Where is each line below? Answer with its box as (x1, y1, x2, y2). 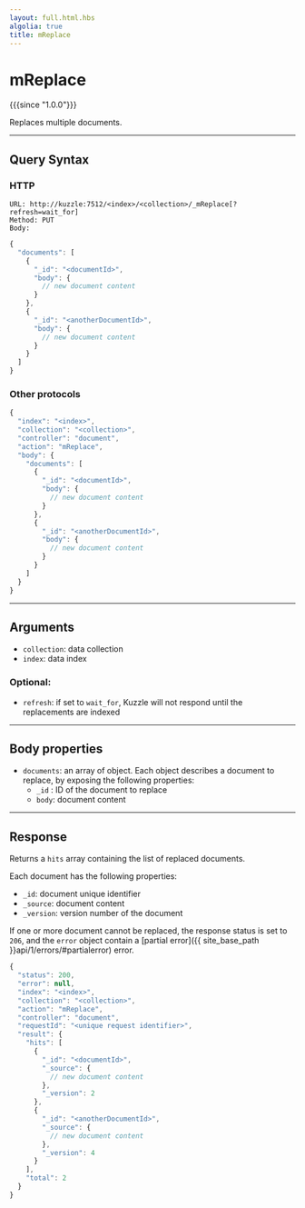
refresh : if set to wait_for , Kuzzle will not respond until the (22, 696, 243, 707)
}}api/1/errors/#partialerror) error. (9, 944, 134, 955)
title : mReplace (9, 30, 71, 39)
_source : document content (22, 898, 125, 909)
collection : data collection (22, 644, 124, 654)
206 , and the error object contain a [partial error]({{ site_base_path (9, 935, 260, 946)
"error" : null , (17, 979, 75, 989)
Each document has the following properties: (9, 871, 177, 882)
